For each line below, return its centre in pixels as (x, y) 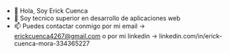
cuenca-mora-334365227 (51, 43)
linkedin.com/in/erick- (190, 36)
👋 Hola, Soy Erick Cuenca (51, 11)
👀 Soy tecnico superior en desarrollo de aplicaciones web (97, 18)
